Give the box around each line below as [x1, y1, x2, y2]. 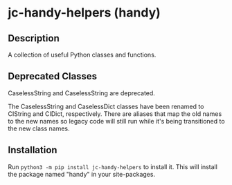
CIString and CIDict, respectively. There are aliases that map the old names [8, 109, 222, 118]
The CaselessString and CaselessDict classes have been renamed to [8, 102, 204, 110]
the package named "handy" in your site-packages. [8, 170, 155, 178]
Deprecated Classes [8, 70, 98, 82]
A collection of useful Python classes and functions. [8, 50, 157, 59]
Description [8, 32, 60, 44]
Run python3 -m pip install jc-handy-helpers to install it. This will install [8, 162, 217, 171]
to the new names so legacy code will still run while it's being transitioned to [8, 117, 225, 125]
